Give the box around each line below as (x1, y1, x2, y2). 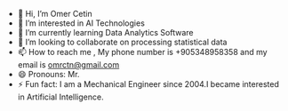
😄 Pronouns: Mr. (17, 69, 80, 79)
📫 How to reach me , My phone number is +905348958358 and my (17, 47, 268, 57)
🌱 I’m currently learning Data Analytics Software (17, 28, 194, 37)
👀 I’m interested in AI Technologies (17, 18, 145, 28)
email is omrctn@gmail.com (17, 59, 120, 70)
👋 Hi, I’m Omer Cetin (17, 9, 92, 19)
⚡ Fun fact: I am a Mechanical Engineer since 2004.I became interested (17, 79, 280, 89)
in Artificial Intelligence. (17, 91, 104, 102)
